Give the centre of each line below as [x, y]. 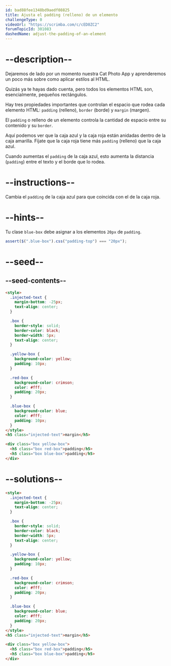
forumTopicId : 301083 [28, 29]
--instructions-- [40, 183]
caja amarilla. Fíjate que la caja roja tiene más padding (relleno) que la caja [83, 141]
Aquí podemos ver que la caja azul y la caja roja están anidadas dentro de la [85, 135]
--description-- [39, 59]
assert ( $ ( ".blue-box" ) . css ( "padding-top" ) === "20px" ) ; [66, 241]
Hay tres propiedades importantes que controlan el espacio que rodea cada [85, 104]
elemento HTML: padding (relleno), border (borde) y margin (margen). [78, 110]
